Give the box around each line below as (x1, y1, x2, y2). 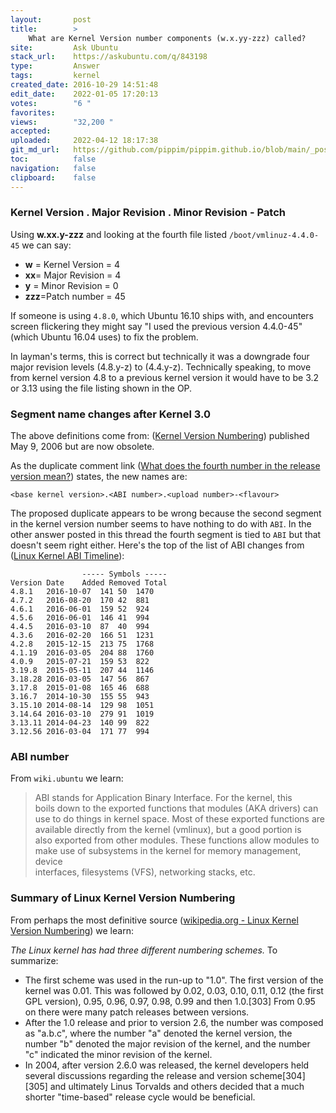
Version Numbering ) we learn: (10, 924, 134, 936)
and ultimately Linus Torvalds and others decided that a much (49, 1080, 305, 1092)
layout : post (10, 14, 92, 25)
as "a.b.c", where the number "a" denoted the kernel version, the (24, 1027, 293, 1039)
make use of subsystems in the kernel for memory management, (34, 845, 302, 857)
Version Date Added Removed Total (10, 578, 168, 588)
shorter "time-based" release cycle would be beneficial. (24, 1091, 256, 1103)
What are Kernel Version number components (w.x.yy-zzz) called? (28, 33, 307, 43)
